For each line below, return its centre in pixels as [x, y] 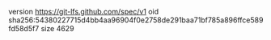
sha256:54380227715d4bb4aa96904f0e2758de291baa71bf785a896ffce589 [136, 20]
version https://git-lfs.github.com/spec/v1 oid [84, 12]
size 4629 [57, 28]
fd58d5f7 [24, 28]
